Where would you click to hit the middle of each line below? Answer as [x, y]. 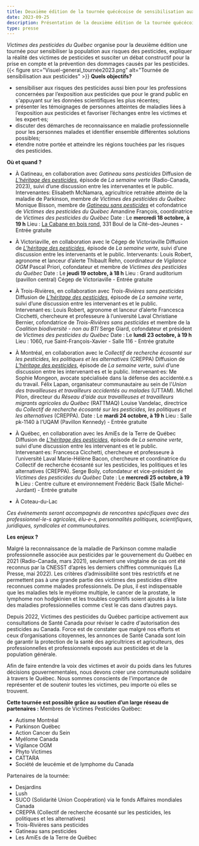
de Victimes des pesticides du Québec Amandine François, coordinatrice [104, 211]
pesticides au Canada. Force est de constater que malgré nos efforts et [93, 629]
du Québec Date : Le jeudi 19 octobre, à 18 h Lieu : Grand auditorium [99, 274]
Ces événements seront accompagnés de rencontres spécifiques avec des [98, 513]
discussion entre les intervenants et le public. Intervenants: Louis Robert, [104, 255]
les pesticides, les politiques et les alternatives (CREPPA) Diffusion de [100, 359]
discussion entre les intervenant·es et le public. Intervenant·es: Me [96, 372]
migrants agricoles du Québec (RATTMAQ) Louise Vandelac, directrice [101, 403]
